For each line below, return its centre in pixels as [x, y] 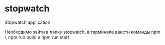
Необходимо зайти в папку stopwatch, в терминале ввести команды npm [82, 32]
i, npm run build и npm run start [37, 37]
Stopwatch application [28, 22]
